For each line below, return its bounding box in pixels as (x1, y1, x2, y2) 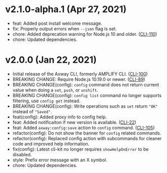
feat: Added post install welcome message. (12, 20, 102, 26)
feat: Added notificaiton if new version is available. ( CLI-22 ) (12, 119, 136, 125)
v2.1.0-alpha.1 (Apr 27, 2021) (5, 4, 127, 15)
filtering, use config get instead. (12, 98, 81, 104)
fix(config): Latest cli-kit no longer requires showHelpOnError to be (12, 146, 149, 152)
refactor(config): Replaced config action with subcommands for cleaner (12, 135, 162, 141)
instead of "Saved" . (12, 108, 52, 114)
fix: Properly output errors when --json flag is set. (12, 25, 117, 31)
